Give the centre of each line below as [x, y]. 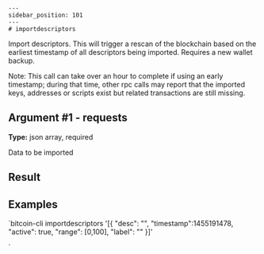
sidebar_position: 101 [46, 15]
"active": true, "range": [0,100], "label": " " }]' [80, 232]
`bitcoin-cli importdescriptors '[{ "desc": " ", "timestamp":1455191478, [121, 224]
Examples [33, 204]
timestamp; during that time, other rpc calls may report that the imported [127, 85]
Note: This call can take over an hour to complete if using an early [116, 76]
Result [25, 177]
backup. [22, 61]
